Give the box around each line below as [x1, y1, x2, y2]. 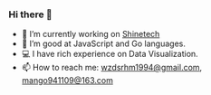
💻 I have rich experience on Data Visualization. [21, 49, 198, 60]
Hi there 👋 [8, 8, 53, 21]
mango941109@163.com [21, 75, 114, 86]
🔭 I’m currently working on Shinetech [21, 29, 160, 40]
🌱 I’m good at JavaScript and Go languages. [21, 38, 187, 49]
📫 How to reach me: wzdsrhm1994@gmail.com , [21, 62, 203, 73]
